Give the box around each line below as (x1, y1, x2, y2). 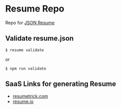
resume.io (12, 98, 34, 104)
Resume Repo (5, 3, 65, 15)
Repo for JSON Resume (5, 20, 55, 26)
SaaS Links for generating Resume (5, 80, 116, 88)
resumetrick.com (12, 93, 48, 99)
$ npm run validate (5, 66, 47, 71)
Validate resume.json (5, 34, 74, 43)
